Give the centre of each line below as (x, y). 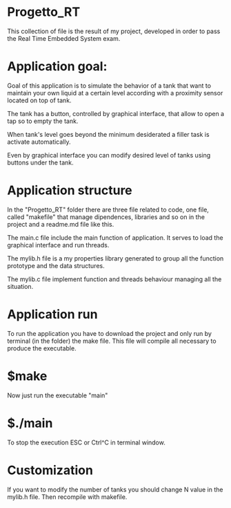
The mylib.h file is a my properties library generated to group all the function (115, 258)
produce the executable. (42, 348)
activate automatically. (39, 142)
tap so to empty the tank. (43, 121)
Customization (50, 470)
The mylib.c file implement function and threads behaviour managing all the (114, 279)
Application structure (70, 190)
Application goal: (57, 67)
